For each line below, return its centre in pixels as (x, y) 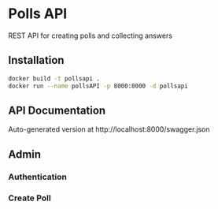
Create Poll (30, 198)
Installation (36, 60)
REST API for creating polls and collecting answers (91, 35)
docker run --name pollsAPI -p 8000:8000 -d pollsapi (98, 86)
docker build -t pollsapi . (54, 78)
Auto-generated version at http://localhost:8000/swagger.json (109, 129)
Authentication (37, 177)
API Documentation (57, 110)
